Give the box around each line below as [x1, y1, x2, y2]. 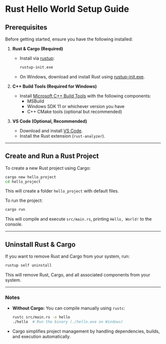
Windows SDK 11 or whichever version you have [27, 103, 125, 109]
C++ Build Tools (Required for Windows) [12, 83, 97, 89]
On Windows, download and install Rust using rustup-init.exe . [19, 74, 145, 79]
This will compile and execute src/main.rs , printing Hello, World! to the [5, 216, 152, 222]
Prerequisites [5, 23, 47, 32]
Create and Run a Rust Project [5, 152, 99, 160]
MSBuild [27, 98, 44, 104]
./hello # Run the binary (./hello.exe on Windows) [12, 319, 124, 324]
